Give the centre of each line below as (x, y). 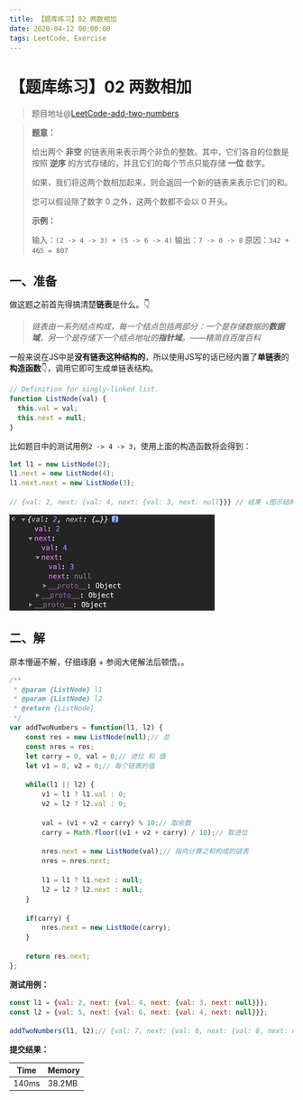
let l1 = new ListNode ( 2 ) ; (60, 464)
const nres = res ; (60, 747)
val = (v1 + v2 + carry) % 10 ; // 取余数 (117, 823)
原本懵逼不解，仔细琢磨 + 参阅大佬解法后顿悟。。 (99, 662)
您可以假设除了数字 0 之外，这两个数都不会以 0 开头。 (132, 202)
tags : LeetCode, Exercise (58, 38)
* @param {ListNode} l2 (58, 699)
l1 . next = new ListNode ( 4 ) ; (62, 474)
